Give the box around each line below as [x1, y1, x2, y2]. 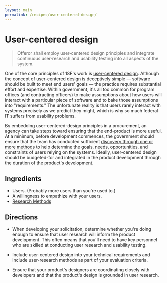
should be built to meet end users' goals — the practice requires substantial [5, 81, 161, 87]
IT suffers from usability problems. [5, 113, 76, 119]
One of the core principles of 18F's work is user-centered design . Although [5, 71, 159, 77]
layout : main [5, 7, 32, 13]
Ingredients [5, 174, 42, 183]
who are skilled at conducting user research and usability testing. [12, 242, 147, 248]
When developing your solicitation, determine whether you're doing [12, 226, 151, 232]
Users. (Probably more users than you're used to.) [12, 188, 116, 194]
